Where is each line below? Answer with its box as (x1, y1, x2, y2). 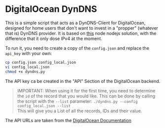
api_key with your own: (5, 50, 52, 56)
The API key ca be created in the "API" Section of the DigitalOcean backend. (5, 78, 161, 84)
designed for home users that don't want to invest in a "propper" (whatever (5, 25, 159, 31)
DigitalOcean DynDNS (5, 3, 97, 15)
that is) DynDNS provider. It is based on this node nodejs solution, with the (5, 30, 157, 36)
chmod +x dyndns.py (5, 69, 45, 74)
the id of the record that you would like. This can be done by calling (17, 93, 156, 99)
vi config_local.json (5, 64, 50, 70)
